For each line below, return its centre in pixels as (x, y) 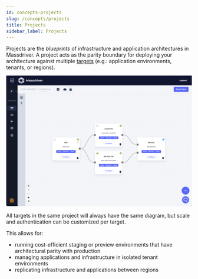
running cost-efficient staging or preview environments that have (93, 244)
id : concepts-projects (34, 12)
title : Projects (26, 25)
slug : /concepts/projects (38, 19)
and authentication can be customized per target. (66, 222)
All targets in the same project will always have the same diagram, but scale (98, 215)
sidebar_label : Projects (37, 31)
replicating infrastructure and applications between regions (87, 270)
